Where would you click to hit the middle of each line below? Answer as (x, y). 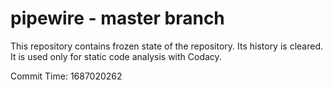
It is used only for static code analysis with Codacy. (116, 56)
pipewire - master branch (117, 18)
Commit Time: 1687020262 (66, 76)
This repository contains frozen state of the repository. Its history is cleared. (166, 46)
